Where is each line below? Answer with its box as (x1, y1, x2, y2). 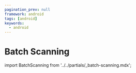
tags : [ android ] (4, 16, 37, 21)
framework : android (4, 12, 44, 17)
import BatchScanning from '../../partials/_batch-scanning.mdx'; (4, 62, 132, 68)
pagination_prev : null (4, 7, 50, 12)
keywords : (4, 20, 25, 26)
